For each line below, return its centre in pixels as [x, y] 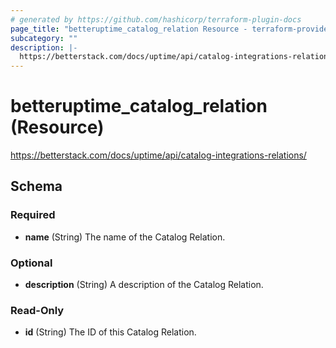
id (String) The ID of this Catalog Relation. [110, 332]
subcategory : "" [44, 38]
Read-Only [37, 310]
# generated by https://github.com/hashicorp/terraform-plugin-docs [156, 19]
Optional [31, 263]
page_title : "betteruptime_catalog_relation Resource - [129, 29]
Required [33, 215]
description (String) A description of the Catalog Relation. [144, 285]
